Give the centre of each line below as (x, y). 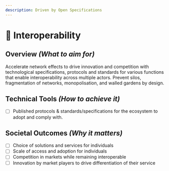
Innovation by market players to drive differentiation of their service (84, 163)
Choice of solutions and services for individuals (63, 145)
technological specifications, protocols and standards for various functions (85, 72)
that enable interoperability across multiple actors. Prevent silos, (73, 77)
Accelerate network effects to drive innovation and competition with (77, 67)
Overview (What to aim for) (50, 54)
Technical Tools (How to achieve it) (63, 99)
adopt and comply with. (38, 117)
